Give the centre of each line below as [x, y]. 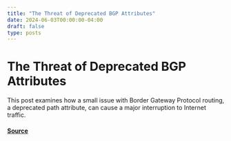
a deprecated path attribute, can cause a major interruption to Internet [107, 108]
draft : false [26, 26]
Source [18, 131]
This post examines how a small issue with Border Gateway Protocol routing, [116, 100]
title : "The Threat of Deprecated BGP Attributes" [81, 13]
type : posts [24, 33]
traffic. [17, 115]
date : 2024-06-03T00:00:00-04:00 [55, 20]
